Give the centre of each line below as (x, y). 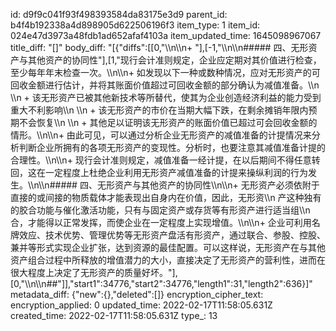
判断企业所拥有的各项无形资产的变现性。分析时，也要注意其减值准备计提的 (172, 147)
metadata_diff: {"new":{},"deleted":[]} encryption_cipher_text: (137, 294)
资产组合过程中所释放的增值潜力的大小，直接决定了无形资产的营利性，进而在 (168, 260)
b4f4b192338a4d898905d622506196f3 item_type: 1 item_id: (135, 25)
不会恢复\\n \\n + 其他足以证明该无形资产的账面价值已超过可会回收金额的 (168, 122)
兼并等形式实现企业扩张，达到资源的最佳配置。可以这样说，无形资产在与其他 (168, 247)
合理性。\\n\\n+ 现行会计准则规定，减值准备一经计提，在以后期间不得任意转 (165, 160)
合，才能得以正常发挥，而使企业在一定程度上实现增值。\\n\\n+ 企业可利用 (161, 222)
